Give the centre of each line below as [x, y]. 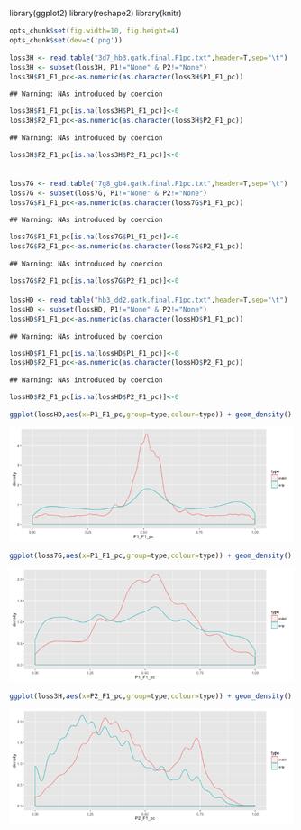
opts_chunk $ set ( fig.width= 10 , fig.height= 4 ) [94, 31]
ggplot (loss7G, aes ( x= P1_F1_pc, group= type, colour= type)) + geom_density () [151, 555]
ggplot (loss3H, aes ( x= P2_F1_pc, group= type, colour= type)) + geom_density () [151, 696]
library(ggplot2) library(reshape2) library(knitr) [96, 13]
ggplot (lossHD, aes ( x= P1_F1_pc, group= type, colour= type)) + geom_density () [151, 415]
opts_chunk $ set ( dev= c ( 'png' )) [66, 40]
